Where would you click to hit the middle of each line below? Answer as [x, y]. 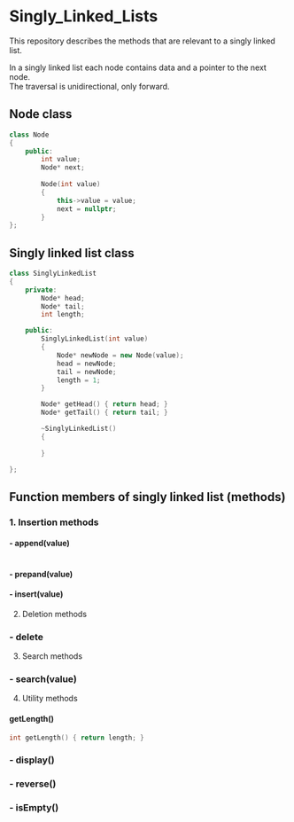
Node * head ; [63, 298]
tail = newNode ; [86, 372]
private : [41, 290]
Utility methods [50, 699]
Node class [41, 114]
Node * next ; [63, 168]
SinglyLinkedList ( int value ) [95, 339]
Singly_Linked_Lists [84, 16]
